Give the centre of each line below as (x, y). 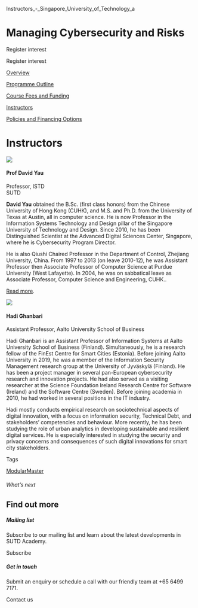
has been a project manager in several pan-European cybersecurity (89, 373)
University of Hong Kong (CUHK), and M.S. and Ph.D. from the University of (99, 211)
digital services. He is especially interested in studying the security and (94, 435)
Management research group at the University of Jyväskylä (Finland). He (96, 366)
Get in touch (22, 567)
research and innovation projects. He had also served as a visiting (87, 379)
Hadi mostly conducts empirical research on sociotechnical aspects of (93, 410)
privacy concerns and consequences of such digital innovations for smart (97, 442)
